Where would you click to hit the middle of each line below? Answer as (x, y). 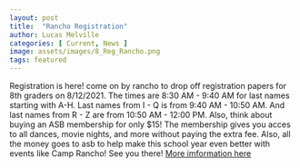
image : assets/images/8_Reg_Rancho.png (85, 52)
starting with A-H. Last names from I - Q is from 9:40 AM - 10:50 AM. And (147, 105)
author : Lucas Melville (55, 35)
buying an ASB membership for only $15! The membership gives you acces (150, 124)
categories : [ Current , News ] (69, 43)
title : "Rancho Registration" (69, 26)
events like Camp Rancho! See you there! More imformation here (130, 153)
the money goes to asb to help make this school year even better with (140, 143)
